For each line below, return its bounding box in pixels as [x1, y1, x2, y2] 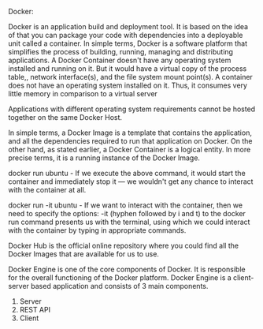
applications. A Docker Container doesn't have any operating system [8, 55, 232, 65]
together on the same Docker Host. [8, 113, 123, 122]
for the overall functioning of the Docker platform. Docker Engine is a [8, 273, 232, 282]
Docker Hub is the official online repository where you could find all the [8, 241, 239, 250]
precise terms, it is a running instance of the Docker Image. [8, 153, 201, 163]
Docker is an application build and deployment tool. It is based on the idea [8, 22, 249, 31]
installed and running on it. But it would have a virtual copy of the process [8, 64, 247, 73]
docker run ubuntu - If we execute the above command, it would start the [8, 169, 246, 178]
